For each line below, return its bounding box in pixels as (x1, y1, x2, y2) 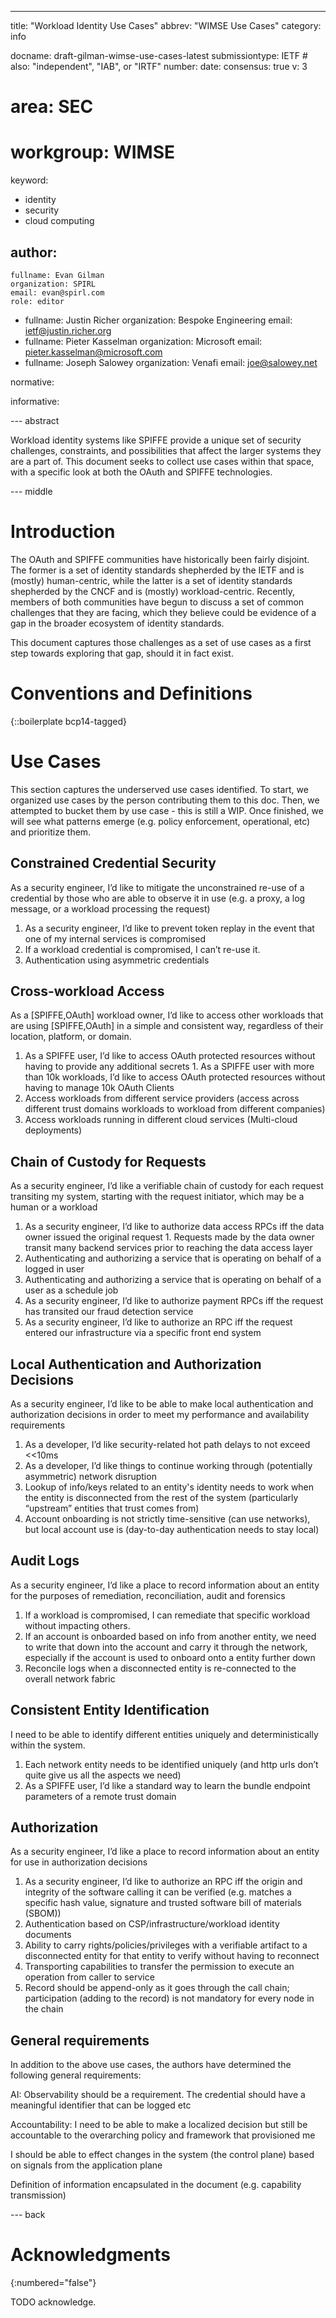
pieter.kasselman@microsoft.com (24, 346, 163, 358)
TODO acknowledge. (10, 2296, 97, 2308)
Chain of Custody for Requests (10, 1153, 207, 1170)
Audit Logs (10, 1552, 80, 1570)
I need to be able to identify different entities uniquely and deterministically (10, 1728, 319, 1740)
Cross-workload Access (10, 982, 165, 1000)
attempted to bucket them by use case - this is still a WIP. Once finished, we (10, 804, 324, 816)
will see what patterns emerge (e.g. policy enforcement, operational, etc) (10, 815, 311, 827)
